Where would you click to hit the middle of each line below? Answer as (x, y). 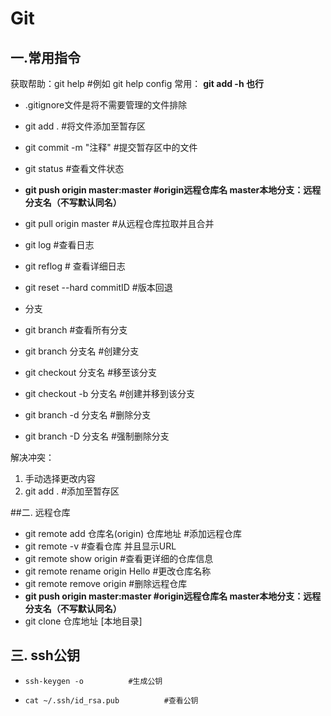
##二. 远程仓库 (40, 512)
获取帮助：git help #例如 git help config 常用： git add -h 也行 (137, 83)
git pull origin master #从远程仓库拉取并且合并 (119, 223)
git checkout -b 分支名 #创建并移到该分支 (110, 393)
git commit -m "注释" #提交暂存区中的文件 (111, 147)
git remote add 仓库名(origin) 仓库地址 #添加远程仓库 (133, 533)
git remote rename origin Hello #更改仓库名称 (118, 571)
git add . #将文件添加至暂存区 (85, 126)
